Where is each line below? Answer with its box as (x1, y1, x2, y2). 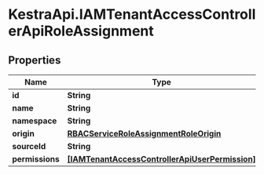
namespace (12, 115, 57, 126)
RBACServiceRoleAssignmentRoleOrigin (67, 128, 222, 139)
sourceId (12, 141, 46, 151)
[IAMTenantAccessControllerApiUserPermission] (67, 154, 257, 164)
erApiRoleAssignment (8, 22, 155, 40)
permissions (12, 154, 60, 164)
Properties (8, 53, 61, 67)
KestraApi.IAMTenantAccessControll (8, 5, 256, 24)
